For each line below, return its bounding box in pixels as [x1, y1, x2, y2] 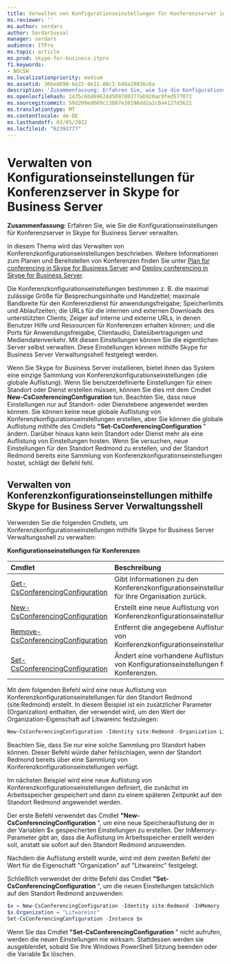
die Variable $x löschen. [7, 950, 76, 958]
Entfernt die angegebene [114, 623, 195, 632]
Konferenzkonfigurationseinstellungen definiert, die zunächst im [7, 784, 189, 791]
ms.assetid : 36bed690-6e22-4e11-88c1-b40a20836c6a [7, 81, 155, 87]
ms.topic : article [7, 49, 60, 56]
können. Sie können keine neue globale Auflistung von [7, 407, 162, 416]
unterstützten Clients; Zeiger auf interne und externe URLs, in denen [7, 314, 201, 322]
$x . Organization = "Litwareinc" [7, 909, 100, 916]
